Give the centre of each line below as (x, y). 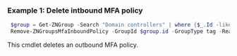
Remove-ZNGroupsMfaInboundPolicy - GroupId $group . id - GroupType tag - (116, 31)
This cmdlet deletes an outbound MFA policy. (73, 45)
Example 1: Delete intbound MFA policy (75, 10)
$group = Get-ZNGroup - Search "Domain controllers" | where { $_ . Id (111, 25)
